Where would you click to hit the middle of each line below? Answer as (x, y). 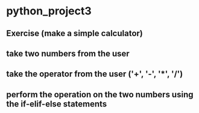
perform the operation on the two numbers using (100, 94)
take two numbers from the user (68, 53)
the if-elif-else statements (57, 104)
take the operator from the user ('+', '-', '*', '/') (95, 74)
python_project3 (49, 11)
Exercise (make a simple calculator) (74, 33)
